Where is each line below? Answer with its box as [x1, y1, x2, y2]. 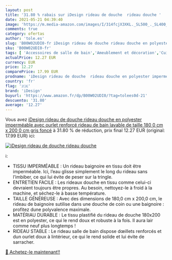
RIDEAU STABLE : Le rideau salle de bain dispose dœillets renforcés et [12, 228, 162, 234]
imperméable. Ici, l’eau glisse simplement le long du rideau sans [12, 169, 148, 175]
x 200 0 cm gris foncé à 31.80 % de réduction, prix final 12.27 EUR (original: [5, 127, 165, 133]
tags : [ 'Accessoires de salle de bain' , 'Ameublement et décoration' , [5, 50, 159, 55]
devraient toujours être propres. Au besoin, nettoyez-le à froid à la [12, 185, 153, 191]
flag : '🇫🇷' [5, 83, 31, 88]
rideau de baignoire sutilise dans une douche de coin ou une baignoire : [12, 201, 164, 207]
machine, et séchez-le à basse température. [12, 190, 106, 197]
